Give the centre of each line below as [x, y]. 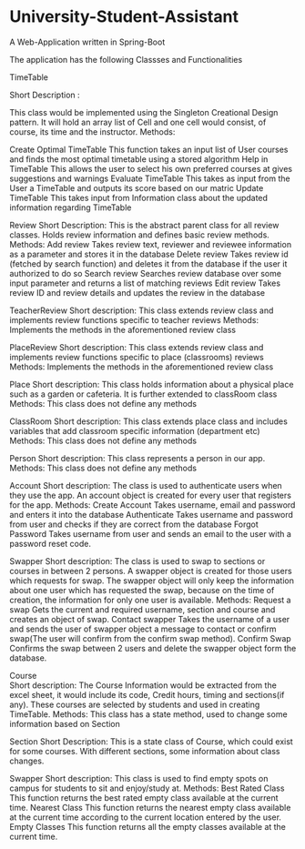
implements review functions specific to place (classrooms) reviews [137, 357]
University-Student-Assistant [124, 17]
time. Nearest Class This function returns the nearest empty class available [150, 807]
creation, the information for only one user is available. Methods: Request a [150, 600]
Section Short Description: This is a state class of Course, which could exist [151, 741]
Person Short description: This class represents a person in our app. [137, 458]
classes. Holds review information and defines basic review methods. [140, 235]
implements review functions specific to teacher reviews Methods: [134, 319]
